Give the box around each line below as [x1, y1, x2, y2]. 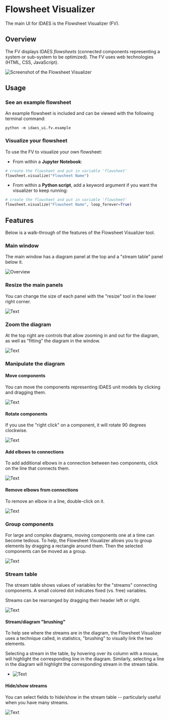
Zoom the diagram [5, 321, 51, 328]
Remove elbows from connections [5, 487, 79, 493]
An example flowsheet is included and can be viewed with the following [5, 110, 154, 116]
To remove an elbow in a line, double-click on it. [5, 498, 105, 504]
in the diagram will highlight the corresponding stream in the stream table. [5, 661, 159, 667]
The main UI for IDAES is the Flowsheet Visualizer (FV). [5, 20, 120, 26]
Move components [5, 373, 45, 379]
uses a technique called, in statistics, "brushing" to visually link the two [5, 635, 153, 642]
